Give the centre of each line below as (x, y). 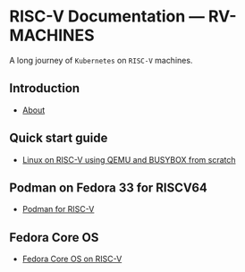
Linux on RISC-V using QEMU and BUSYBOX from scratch (129, 159)
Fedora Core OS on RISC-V (72, 259)
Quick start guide (59, 138)
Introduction (45, 88)
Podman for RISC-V (58, 209)
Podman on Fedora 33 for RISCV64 (109, 187)
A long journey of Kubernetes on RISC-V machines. (101, 60)
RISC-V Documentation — (107, 17)
